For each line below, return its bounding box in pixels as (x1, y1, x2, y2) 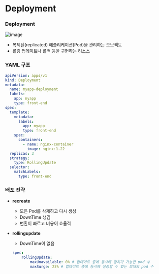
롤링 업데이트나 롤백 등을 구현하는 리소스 (12, 48, 90, 54)
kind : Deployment (5, 77, 41, 83)
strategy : (9, 156, 30, 161)
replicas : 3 (9, 151, 34, 156)
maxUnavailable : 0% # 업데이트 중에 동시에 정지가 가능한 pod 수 (30, 259, 150, 264)
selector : (9, 165, 30, 170)
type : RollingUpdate (14, 160, 56, 165)
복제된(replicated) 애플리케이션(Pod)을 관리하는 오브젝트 (12, 42, 122, 48)
